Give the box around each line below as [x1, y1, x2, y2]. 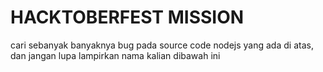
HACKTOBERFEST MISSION [10, 6, 245, 29]
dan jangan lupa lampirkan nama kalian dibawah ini [10, 49, 221, 61]
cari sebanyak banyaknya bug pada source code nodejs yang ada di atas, [10, 39, 314, 51]
